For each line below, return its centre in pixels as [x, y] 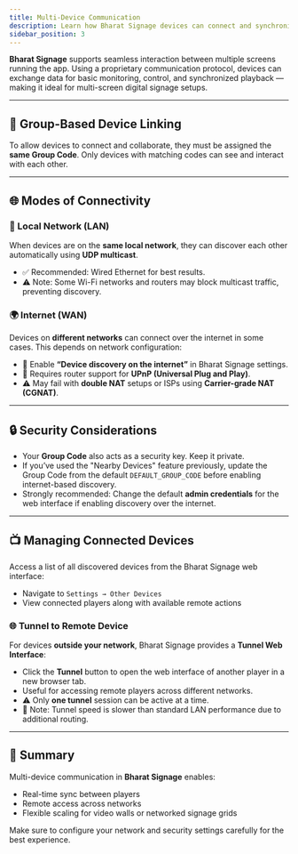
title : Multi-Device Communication [75, 17]
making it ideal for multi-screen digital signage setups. [109, 88]
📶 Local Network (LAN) [59, 226]
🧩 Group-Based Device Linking [95, 124]
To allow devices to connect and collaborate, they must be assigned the [141, 145]
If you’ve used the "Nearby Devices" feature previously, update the [145, 465]
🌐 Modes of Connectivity [80, 201]
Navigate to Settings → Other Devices [92, 593]
